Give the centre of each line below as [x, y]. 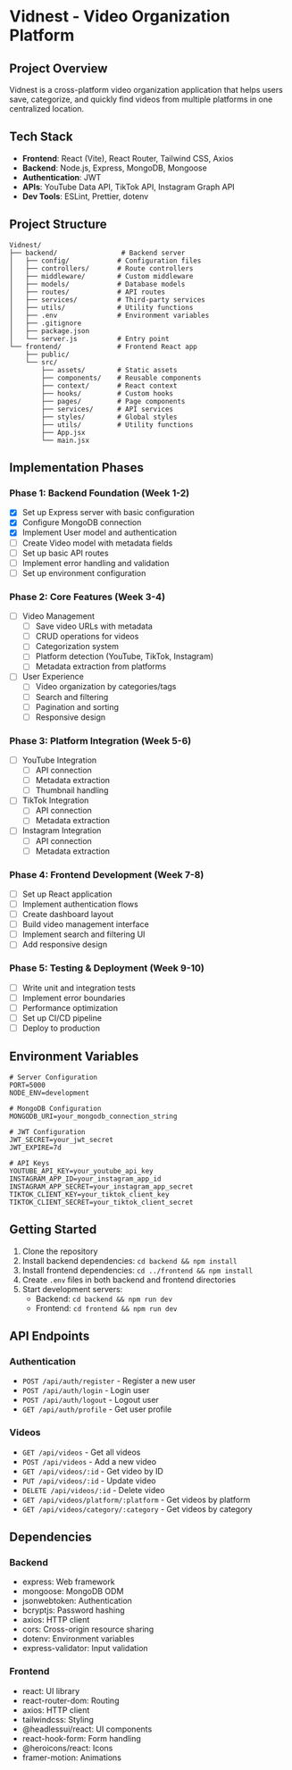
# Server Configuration [54, 1077]
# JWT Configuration [48, 1131]
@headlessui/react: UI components [87, 1729]
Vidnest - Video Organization [120, 17]
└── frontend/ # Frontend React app [104, 346]
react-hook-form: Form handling [81, 1738]
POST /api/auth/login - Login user [86, 1390]
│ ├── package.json [50, 331]
